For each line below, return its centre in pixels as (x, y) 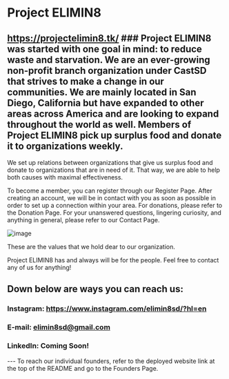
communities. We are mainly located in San (102, 92)
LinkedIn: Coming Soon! (48, 346)
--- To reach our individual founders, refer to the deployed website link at (111, 361)
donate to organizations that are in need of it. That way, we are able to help (114, 170)
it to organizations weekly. (65, 146)
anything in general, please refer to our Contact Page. (83, 220)
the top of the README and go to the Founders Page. (83, 368)
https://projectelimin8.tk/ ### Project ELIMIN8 (109, 38)
